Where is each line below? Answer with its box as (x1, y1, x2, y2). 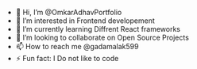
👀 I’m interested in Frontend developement (15, 16, 155, 25)
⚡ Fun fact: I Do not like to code (15, 54, 119, 63)
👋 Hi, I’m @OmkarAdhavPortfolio (15, 8, 122, 17)
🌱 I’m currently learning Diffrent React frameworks (15, 25, 181, 33)
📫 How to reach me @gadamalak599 (15, 42, 139, 51)
